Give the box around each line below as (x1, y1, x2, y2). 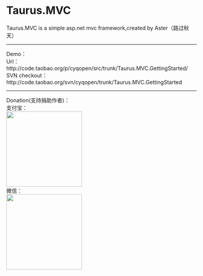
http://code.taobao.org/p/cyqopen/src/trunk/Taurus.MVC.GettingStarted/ (6, 64, 188, 72)
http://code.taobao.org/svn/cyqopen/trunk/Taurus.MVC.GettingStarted (6, 78, 182, 86)
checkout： (19, 72, 48, 79)
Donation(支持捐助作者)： (6, 96, 70, 104)
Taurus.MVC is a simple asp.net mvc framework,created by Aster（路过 (6, 24, 184, 31)
